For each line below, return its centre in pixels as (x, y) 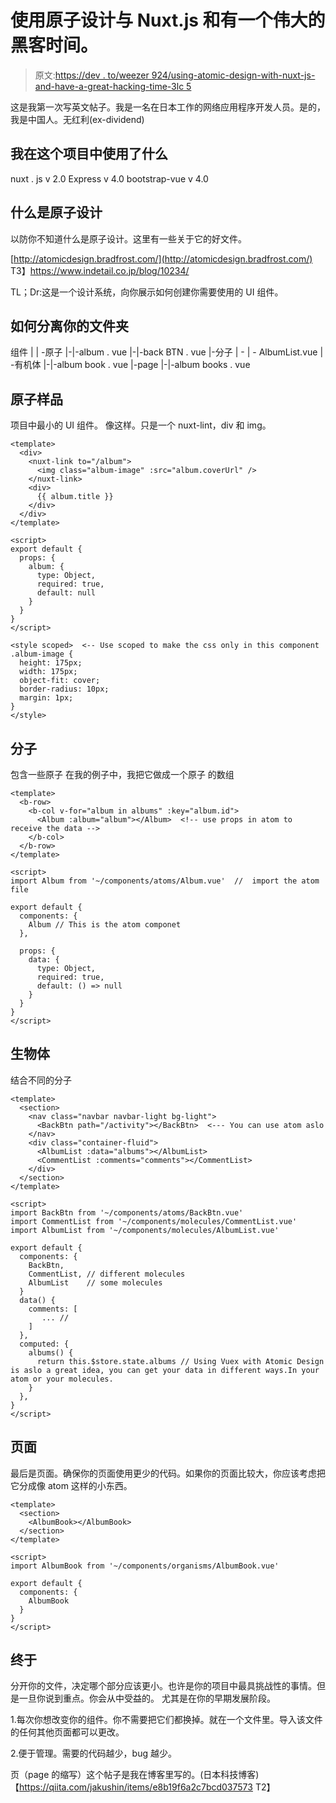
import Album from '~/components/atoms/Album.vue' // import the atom (165, 881)
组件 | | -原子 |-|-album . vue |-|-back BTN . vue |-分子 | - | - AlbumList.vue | (167, 352)
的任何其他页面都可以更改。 (67, 1732)
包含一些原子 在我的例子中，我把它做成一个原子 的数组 (122, 774)
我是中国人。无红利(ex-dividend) (77, 119)
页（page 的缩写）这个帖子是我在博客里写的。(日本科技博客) (135, 1775)
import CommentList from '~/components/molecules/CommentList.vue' (154, 1221)
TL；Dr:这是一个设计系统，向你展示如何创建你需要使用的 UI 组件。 (147, 292)
